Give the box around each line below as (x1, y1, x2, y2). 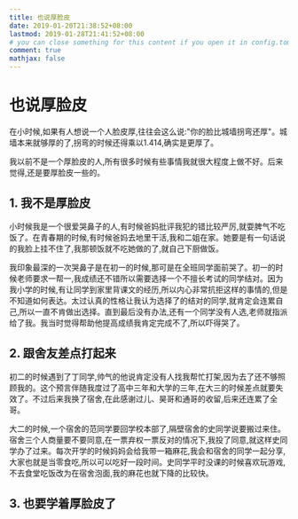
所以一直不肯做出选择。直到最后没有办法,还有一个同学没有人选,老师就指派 (19, 306, 288, 317)
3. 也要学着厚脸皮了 (9, 496, 117, 511)
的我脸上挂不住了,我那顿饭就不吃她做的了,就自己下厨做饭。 (9, 243, 224, 254)
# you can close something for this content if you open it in (9, 37, 248, 47)
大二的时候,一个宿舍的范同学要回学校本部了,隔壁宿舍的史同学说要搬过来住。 (9, 423, 286, 434)
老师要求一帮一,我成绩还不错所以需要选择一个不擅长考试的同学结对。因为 (16, 272, 284, 284)
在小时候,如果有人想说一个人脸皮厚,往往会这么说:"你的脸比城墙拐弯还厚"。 (9, 126, 280, 137)
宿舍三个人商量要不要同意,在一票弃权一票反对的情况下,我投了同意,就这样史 (9, 434, 281, 444)
